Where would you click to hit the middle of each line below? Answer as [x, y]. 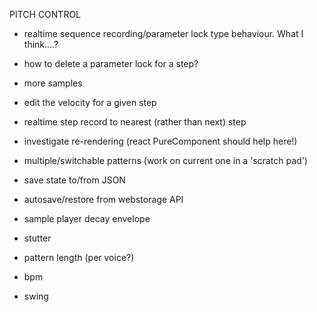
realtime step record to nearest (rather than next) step [135, 122]
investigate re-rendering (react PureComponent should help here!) [160, 141]
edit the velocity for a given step [90, 102]
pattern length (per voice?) [79, 257]
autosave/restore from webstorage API [103, 199]
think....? [41, 44]
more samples [53, 83]
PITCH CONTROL [45, 14]
